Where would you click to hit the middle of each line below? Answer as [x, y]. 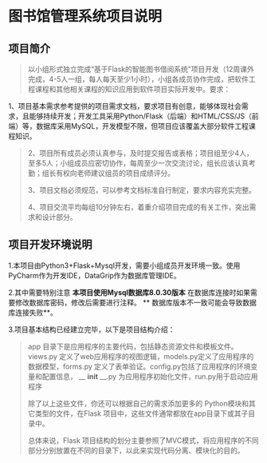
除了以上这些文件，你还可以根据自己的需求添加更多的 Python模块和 [138, 403]
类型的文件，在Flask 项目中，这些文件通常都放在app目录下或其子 [141, 413]
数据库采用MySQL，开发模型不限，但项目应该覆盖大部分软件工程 [142, 126]
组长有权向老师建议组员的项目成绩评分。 [108, 173]
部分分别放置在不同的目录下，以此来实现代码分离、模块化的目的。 [136, 450]
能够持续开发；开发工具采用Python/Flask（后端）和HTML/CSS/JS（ [141, 116]
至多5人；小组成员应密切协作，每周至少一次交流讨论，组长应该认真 [138, 163]
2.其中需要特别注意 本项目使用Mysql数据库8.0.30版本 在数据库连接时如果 [130, 292]
